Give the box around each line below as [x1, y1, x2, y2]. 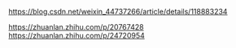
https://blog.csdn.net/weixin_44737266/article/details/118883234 [8, 7, 228, 16]
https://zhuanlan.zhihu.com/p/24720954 [8, 31, 145, 40]
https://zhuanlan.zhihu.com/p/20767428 [8, 22, 144, 31]
